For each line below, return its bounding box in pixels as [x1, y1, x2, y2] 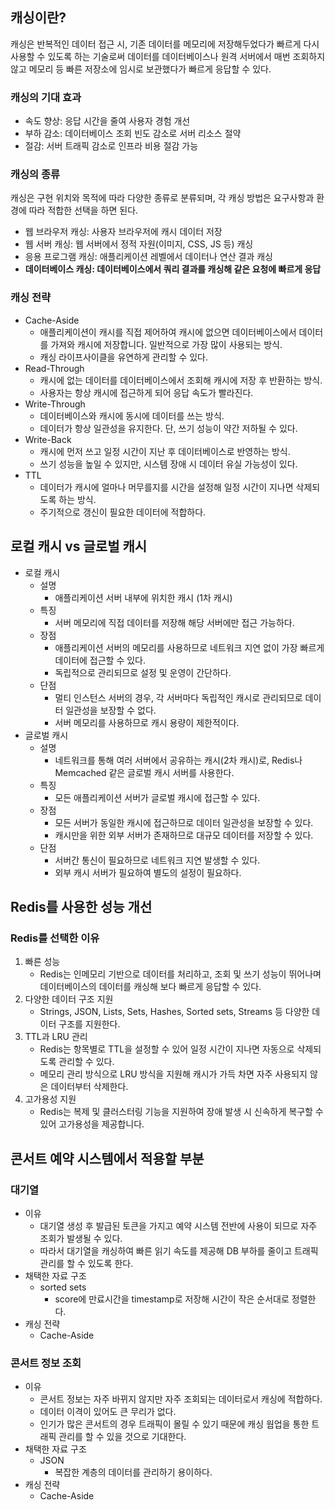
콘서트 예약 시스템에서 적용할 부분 [10, 1150, 205, 1167]
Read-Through [24, 362, 85, 374]
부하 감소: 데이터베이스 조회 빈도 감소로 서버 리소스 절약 [24, 128, 242, 140]
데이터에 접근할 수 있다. [54, 654, 147, 666]
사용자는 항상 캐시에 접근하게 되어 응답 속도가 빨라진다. [39, 386, 254, 398]
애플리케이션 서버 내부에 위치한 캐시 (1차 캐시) [54, 591, 233, 603]
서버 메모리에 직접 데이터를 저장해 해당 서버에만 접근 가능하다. [54, 616, 295, 628]
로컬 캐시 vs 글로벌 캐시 [10, 538, 148, 555]
